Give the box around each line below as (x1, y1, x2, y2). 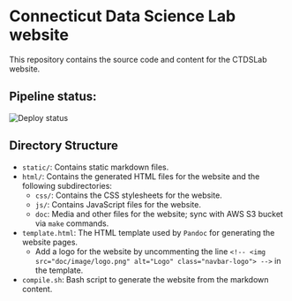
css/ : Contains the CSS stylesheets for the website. (34, 190, 222, 200)
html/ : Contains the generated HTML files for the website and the (21, 170, 260, 182)
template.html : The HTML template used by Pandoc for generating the (21, 227, 275, 237)
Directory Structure (9, 139, 119, 154)
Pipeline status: (9, 89, 97, 104)
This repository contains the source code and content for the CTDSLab (9, 54, 267, 64)
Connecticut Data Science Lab (9, 6, 236, 26)
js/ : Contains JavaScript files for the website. (34, 199, 201, 209)
